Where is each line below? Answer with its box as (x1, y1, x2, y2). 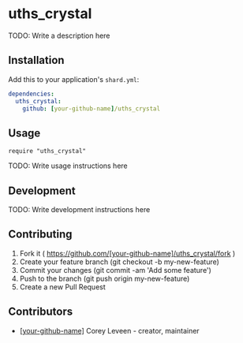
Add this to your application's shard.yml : (8, 74, 140, 84)
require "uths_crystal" (8, 147, 87, 155)
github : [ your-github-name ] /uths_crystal (22, 104, 160, 113)
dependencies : (8, 90, 55, 98)
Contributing (8, 228, 73, 241)
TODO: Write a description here (8, 31, 110, 40)
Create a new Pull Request (19, 281, 107, 292)
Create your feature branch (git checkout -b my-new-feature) (19, 257, 219, 267)
